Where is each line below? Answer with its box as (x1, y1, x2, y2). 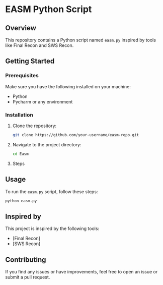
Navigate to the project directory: (12, 141, 81, 147)
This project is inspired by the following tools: (5, 225, 100, 232)
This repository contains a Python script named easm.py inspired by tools (5, 37, 156, 43)
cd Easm (12, 151, 29, 156)
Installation (5, 111, 34, 118)
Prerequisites (5, 72, 39, 79)
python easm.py (5, 198, 37, 203)
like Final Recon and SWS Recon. (5, 42, 74, 48)
